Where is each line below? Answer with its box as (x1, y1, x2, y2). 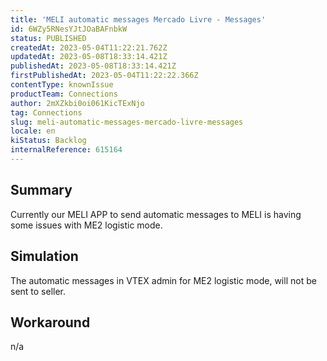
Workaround (10, 314, 91, 331)
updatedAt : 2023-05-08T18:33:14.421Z (10, 52, 168, 62)
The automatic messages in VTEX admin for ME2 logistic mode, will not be (10, 274, 317, 286)
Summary (10, 182, 73, 199)
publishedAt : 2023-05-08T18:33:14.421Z (10, 61, 177, 71)
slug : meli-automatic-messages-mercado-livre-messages (10, 117, 244, 127)
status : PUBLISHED (10, 33, 87, 43)
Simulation (10, 248, 79, 265)
